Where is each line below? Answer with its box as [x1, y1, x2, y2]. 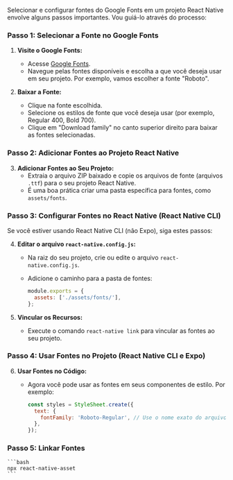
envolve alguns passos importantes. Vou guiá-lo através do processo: [7, 13, 207, 22]
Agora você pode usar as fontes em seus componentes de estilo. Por [27, 380, 225, 388]
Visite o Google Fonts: [17, 46, 83, 55]
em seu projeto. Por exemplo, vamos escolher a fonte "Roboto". [27, 74, 209, 83]
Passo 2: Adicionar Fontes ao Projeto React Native [7, 148, 179, 158]
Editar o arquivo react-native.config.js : [17, 239, 137, 248]
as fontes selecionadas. [27, 131, 96, 139]
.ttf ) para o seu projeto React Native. [27, 178, 137, 187]
